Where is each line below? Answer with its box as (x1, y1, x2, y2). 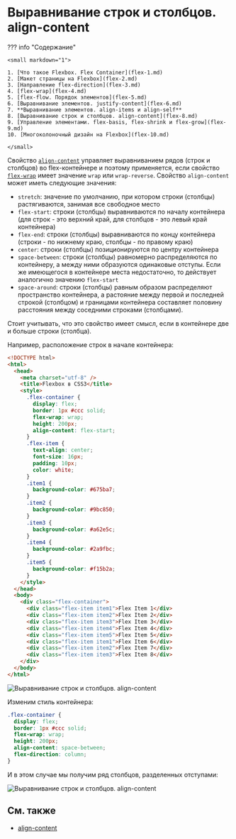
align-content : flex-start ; (33, 427, 116, 434)
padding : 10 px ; (33, 459, 78, 467)
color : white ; (33, 466, 74, 473)
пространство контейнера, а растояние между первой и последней (17, 290, 225, 299)
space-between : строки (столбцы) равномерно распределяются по (17, 253, 218, 261)
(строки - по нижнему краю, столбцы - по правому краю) (17, 237, 193, 246)
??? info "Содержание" (7, 43, 77, 51)
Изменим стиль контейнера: (7, 697, 94, 706)
